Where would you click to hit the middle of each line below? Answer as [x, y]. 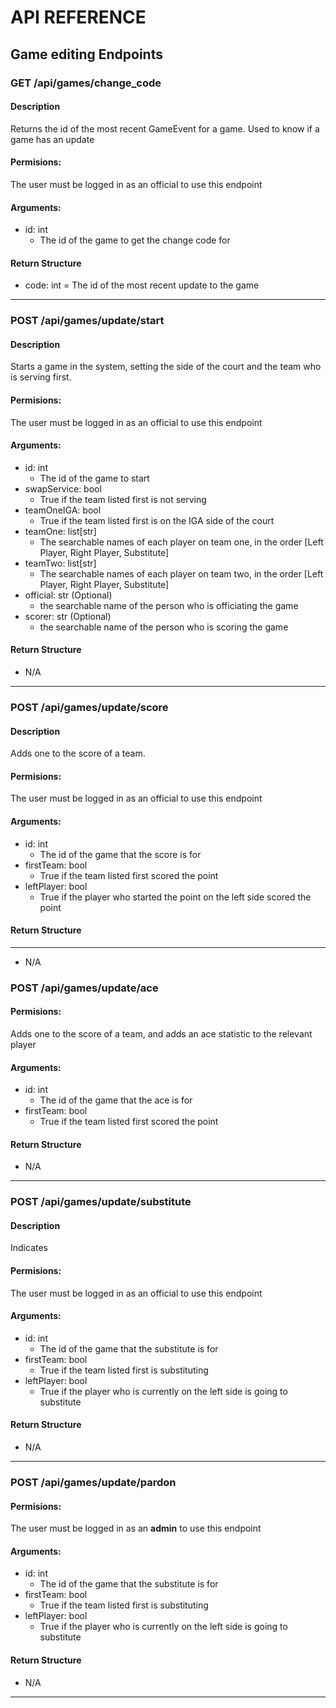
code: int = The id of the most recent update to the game [142, 285]
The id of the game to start [94, 478]
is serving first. [41, 377]
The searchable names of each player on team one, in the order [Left [181, 542]
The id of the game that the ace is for [116, 1100]
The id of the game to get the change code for [135, 240]
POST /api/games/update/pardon [93, 1482]
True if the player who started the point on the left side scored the [175, 897]
